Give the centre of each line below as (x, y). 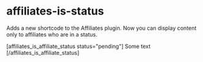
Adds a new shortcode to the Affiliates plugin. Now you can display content (101, 28)
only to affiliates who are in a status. (52, 34)
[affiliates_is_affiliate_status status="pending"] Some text (79, 46)
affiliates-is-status (55, 11)
